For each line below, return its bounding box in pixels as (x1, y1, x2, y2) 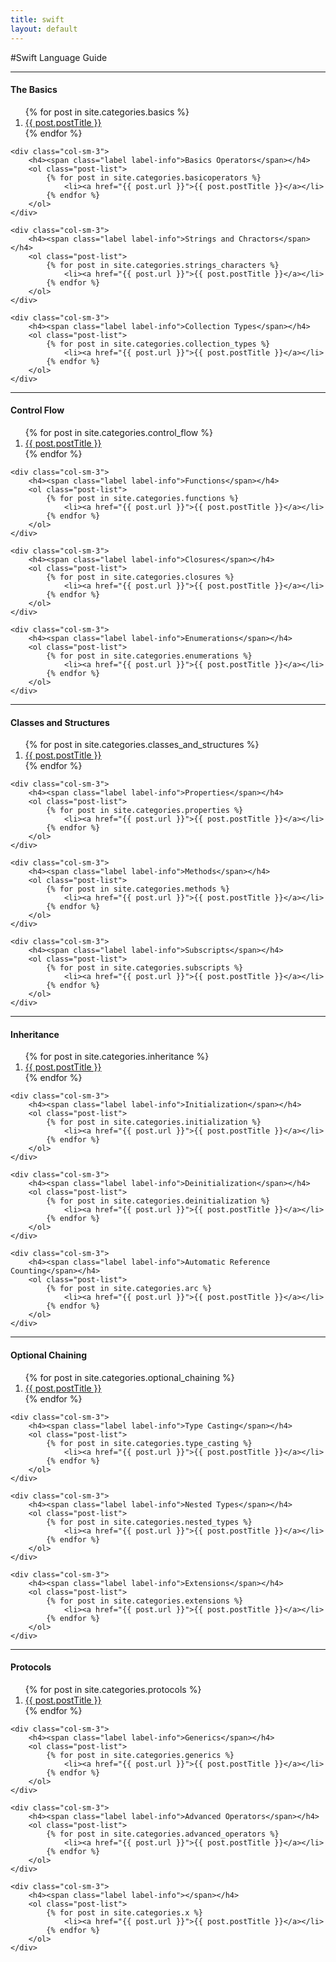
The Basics (10, 84, 58, 96)
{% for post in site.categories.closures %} (46, 572, 235, 582)
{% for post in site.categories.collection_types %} (46, 339, 271, 349)
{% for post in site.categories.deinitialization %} (46, 1196, 271, 1206)
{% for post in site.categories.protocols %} (24, 1683, 202, 1695)
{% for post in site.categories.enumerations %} (46, 651, 253, 661)
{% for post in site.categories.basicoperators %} (46, 172, 262, 183)
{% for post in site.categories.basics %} (24, 106, 190, 118)
